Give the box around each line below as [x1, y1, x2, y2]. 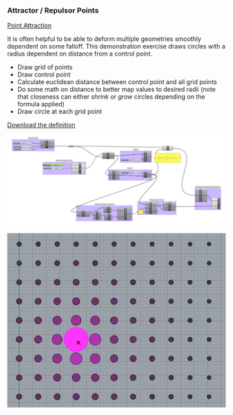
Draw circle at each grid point [17, 107, 103, 116]
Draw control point [17, 70, 71, 79]
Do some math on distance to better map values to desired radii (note [17, 86, 216, 94]
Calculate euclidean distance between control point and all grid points [17, 78, 217, 86]
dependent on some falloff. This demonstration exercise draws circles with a [7, 42, 225, 51]
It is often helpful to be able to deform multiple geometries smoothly [7, 35, 202, 43]
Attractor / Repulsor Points [7, 6, 99, 15]
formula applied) [17, 100, 64, 108]
